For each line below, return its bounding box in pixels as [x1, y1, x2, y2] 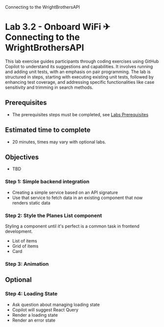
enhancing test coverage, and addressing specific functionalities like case [5, 79, 155, 85]
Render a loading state [12, 312, 58, 318]
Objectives [5, 153, 39, 161]
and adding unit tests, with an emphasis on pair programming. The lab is [5, 69, 151, 75]
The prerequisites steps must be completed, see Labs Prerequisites [12, 111, 148, 117]
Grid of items [12, 243, 39, 249]
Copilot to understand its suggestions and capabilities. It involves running [5, 63, 153, 69]
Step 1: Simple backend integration [5, 178, 90, 185]
